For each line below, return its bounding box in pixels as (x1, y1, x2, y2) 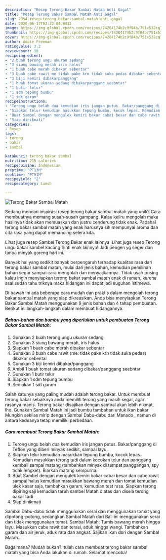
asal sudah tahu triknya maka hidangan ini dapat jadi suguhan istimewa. (5, 280, 151, 286)
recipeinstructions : (5, 99, 48, 104)
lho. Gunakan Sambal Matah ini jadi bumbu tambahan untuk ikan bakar (5, 407, 149, 412)
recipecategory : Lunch (5, 181, 52, 187)
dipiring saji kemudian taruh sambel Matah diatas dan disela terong (12, 488, 149, 494)
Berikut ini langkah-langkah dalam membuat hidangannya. (5, 305, 124, 311)
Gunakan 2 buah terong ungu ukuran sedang (12, 334, 104, 340)
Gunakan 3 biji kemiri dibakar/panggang (12, 361, 94, 367)
